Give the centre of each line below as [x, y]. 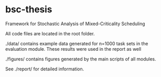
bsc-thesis [29, 9]
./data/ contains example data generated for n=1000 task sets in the [77, 43]
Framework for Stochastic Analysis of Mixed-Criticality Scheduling [75, 24]
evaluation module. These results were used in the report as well [73, 49]
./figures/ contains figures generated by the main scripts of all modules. [81, 59]
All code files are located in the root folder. [50, 33]
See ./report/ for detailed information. [45, 69]
